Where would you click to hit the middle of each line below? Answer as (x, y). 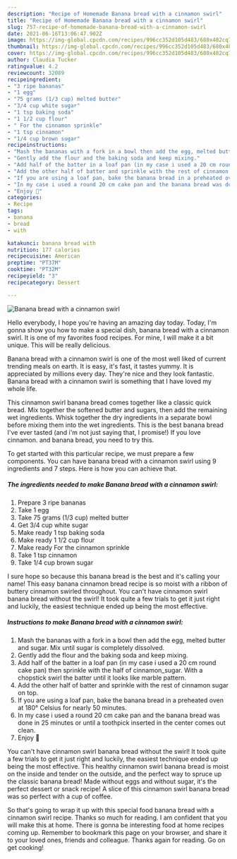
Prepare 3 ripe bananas (51, 503)
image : (17, 40)
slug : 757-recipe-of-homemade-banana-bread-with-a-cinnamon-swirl (107, 27)
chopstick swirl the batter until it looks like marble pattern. (102, 678)
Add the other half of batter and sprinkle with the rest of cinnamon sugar (123, 685)
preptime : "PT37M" (34, 263)
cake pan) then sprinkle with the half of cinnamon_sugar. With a (110, 670)
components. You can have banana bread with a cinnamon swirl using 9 (112, 461)
